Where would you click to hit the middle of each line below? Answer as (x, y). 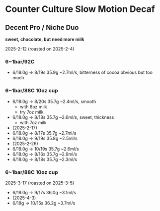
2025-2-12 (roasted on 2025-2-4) (40, 49)
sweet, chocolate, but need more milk (45, 39)
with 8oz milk (33, 106)
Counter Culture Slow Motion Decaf (80, 9)
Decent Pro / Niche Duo (42, 27)
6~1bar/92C (20, 61)
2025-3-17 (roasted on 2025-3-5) (40, 183)
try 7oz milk (32, 112)
